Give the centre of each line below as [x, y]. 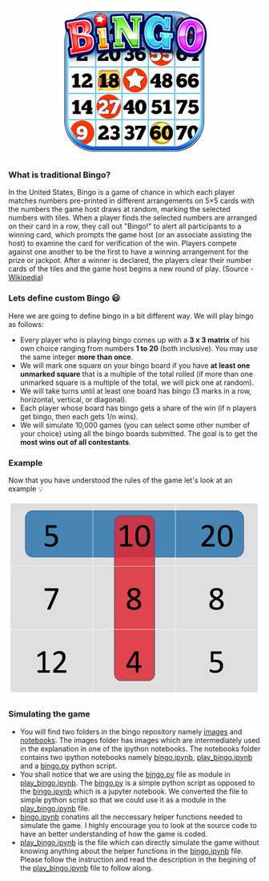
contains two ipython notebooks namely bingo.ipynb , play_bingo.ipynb [136, 757]
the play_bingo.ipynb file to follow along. [86, 867]
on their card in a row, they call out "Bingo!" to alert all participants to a [125, 226]
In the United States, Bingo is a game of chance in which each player [122, 192]
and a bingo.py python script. [68, 766]
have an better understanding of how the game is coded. [114, 834]
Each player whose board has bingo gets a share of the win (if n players [138, 408]
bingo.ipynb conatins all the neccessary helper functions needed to [131, 817]
